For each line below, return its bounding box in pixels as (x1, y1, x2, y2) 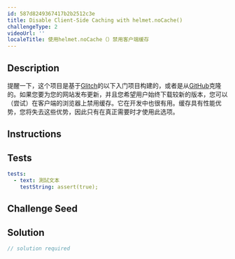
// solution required (7, 245, 71, 252)
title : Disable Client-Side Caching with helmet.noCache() (7, 17, 183, 24)
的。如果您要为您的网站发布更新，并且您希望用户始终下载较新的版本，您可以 (7, 90, 228, 98)
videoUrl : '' (7, 29, 45, 37)
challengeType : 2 (7, 23, 58, 30)
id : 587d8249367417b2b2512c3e (7, 10, 96, 17)
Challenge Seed (7, 203, 78, 215)
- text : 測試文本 (13, 177, 60, 184)
